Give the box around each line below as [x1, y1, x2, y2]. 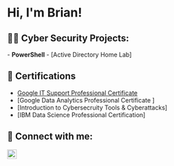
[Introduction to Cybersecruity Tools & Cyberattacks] [17, 103, 168, 112]
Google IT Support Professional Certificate [17, 88, 138, 97]
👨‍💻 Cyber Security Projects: [7, 32, 129, 44]
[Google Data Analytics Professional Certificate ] [17, 96, 155, 104]
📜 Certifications [7, 70, 76, 82]
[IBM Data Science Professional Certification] [17, 110, 146, 118]
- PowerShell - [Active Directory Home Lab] [7, 50, 132, 59]
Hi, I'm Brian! [7, 5, 83, 21]
